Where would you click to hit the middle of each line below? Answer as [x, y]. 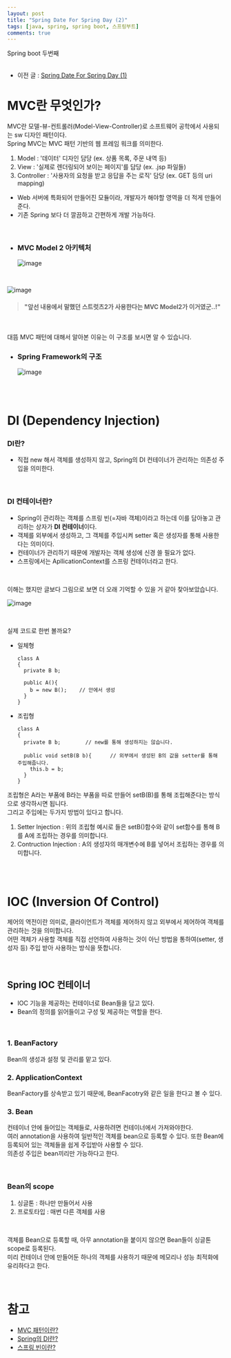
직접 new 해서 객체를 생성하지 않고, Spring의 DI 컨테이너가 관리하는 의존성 [117, 460]
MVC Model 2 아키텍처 [54, 248]
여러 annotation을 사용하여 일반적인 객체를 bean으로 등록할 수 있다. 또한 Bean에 [115, 1136]
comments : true [29, 33]
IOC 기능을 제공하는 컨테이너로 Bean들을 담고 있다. [86, 1003]
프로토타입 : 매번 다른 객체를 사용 [61, 1211]
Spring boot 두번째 [33, 53]
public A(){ [41, 682]
